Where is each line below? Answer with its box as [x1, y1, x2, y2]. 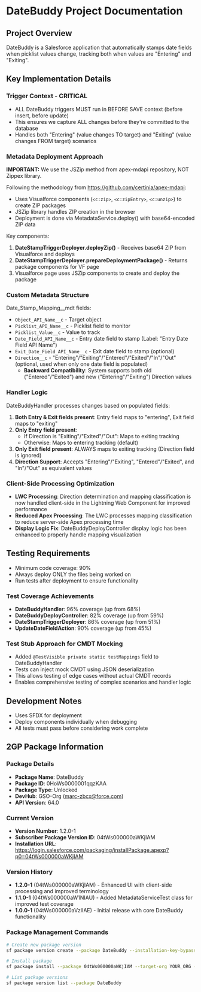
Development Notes [6, 696, 82, 706]
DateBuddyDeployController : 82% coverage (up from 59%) [14, 612, 164, 619]
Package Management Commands [6, 928, 109, 936]
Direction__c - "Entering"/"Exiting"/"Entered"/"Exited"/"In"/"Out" [14, 354, 176, 362]
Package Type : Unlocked [14, 786, 78, 793]
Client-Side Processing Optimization [6, 479, 115, 487]
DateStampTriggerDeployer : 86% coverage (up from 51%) [14, 618, 161, 625]
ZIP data [14, 220, 36, 228]
